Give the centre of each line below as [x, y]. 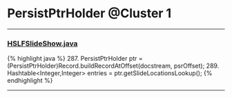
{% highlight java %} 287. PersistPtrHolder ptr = [75, 59]
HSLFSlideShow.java [42, 43]
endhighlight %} [30, 81]
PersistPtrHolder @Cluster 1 [89, 13]
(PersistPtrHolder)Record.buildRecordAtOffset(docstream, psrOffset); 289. [113, 66]
